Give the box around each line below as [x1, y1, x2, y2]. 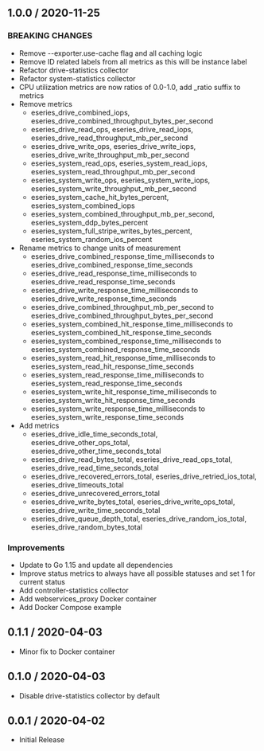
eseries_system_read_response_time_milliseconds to [30, 370, 204, 379]
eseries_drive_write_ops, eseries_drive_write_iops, [30, 141, 196, 151]
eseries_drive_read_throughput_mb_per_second [30, 133, 188, 143]
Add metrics [18, 420, 60, 430]
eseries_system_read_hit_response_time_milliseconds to [30, 353, 215, 362]
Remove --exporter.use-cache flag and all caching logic [18, 48, 203, 58]
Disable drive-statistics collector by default [18, 690, 161, 700]
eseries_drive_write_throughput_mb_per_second [30, 150, 190, 159]
